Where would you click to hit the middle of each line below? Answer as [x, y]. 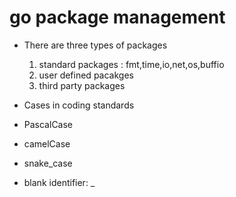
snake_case [48, 163]
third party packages [82, 85]
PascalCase [48, 124]
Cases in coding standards [79, 105]
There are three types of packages [95, 45]
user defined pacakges [86, 75]
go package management [117, 17]
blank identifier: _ [59, 182]
